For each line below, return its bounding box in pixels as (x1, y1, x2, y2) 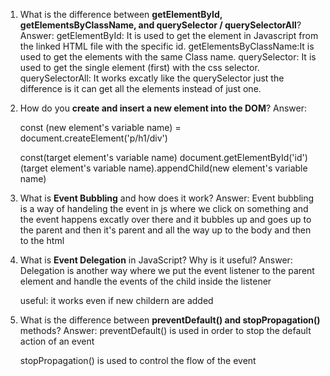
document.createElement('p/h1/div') (19, 132, 168, 144)
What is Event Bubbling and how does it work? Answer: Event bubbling (19, 192, 315, 204)
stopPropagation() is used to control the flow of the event (19, 355, 257, 366)
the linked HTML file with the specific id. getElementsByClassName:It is (19, 40, 315, 52)
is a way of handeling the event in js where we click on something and (19, 203, 309, 214)
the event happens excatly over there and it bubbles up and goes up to (19, 214, 312, 225)
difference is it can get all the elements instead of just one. (19, 83, 262, 94)
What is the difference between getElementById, (19, 9, 223, 20)
